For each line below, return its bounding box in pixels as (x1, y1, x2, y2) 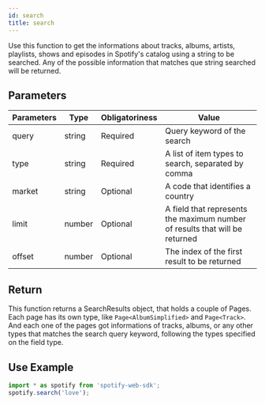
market (12, 186, 39, 197)
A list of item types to (165, 148, 244, 159)
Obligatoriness (100, 112, 158, 123)
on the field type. (8, 338, 64, 347)
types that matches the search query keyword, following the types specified (8, 329, 256, 339)
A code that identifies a (165, 181, 251, 192)
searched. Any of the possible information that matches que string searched (8, 57, 256, 67)
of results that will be (165, 223, 243, 234)
